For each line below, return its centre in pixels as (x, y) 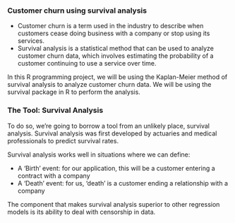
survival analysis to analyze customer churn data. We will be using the (109, 85)
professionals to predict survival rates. (63, 140)
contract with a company (54, 176)
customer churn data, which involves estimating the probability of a (115, 56)
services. (31, 41)
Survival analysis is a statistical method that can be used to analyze (115, 49)
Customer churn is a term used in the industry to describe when (110, 26)
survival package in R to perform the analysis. (74, 92)
